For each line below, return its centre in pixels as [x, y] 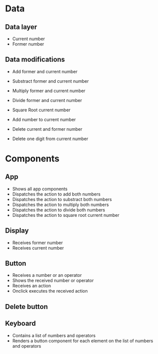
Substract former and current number [50, 81]
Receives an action [31, 286]
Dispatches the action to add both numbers [56, 194]
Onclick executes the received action [50, 291]
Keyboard [20, 324]
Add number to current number [44, 119]
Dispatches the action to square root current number [66, 215]
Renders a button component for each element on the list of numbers [83, 341]
